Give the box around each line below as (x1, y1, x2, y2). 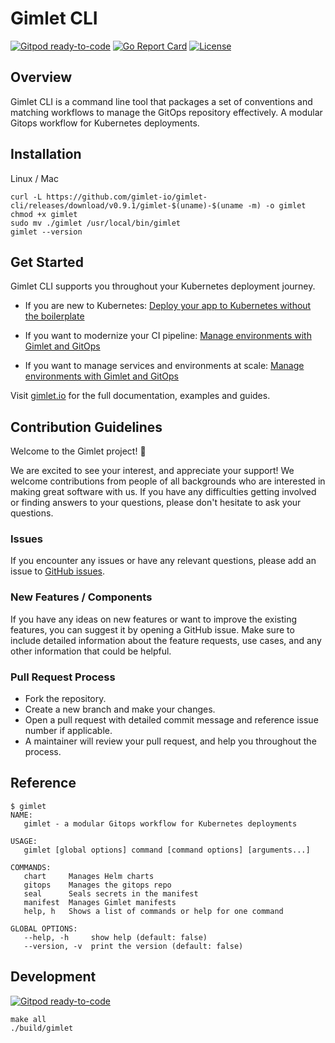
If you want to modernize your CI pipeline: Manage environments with (24, 330, 312, 342)
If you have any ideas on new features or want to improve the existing (10, 613, 298, 625)
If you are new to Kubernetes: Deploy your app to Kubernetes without (24, 300, 312, 312)
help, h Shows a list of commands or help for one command (23, 906, 284, 916)
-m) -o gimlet (247, 200, 307, 211)
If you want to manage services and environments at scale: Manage (24, 360, 305, 372)
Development (10, 968, 97, 986)
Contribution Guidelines (10, 418, 163, 436)
